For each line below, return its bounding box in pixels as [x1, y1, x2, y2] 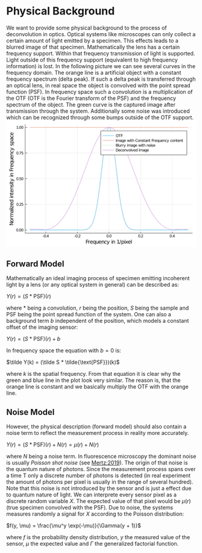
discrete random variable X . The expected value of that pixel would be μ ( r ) [6, 498, 191, 505]
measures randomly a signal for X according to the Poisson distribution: [6, 510, 185, 517]
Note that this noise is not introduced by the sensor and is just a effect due [6, 485, 192, 492]
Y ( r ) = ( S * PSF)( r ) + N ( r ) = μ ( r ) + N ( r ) [6, 441, 99, 448]
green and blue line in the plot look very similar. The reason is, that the [6, 376, 181, 384]
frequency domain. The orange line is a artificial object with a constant [6, 69, 181, 76]
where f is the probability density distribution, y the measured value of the [6, 534, 191, 541]
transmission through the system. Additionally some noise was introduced [6, 107, 190, 114]
